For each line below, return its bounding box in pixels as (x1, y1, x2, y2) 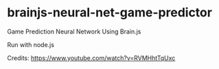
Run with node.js (7, 40, 55, 49)
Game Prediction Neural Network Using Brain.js (7, 27, 141, 36)
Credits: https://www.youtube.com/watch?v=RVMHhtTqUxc (7, 53, 176, 62)
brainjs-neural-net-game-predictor (7, 5, 213, 20)
